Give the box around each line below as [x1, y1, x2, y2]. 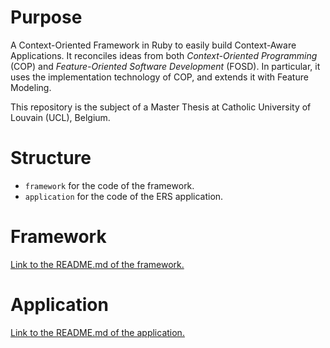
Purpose [10, 6, 83, 29]
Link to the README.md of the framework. [10, 258, 185, 270]
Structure [10, 147, 92, 170]
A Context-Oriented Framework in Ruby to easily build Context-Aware [10, 39, 297, 51]
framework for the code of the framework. [24, 179, 195, 191]
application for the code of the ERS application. [24, 190, 224, 202]
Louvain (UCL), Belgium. [10, 111, 111, 123]
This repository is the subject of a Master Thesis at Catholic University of [10, 101, 312, 113]
